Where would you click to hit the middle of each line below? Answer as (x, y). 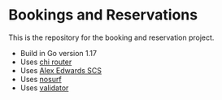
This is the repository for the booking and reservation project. (111, 37)
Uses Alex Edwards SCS (61, 70)
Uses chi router (46, 62)
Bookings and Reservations (103, 15)
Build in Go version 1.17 (59, 53)
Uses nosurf (41, 79)
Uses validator (44, 88)
